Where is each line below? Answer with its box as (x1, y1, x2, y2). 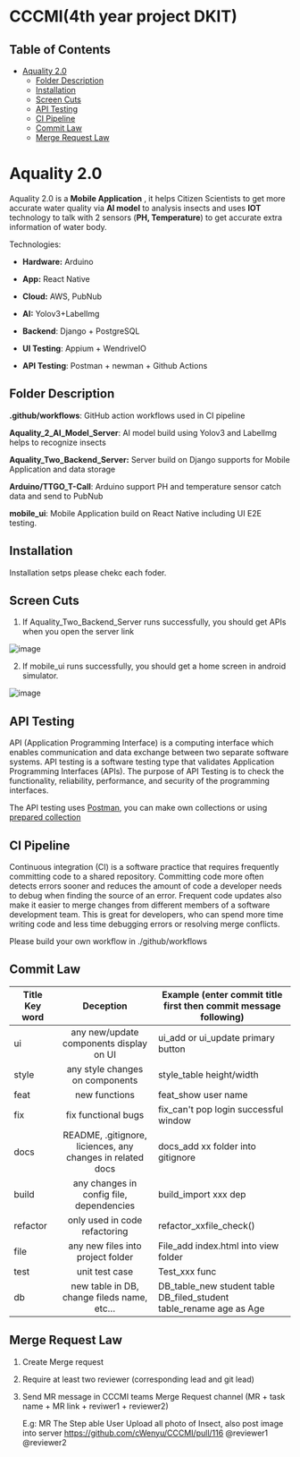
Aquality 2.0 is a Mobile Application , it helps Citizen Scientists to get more (9, 192, 286, 203)
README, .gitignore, (62, 1129, 147, 1141)
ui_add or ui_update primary (157, 1031, 275, 1044)
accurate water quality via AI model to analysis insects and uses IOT (9, 202, 262, 213)
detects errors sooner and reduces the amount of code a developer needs (9, 881, 283, 891)
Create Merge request (21, 1356, 104, 1367)
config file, (82, 1188, 128, 1200)
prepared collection (9, 812, 82, 822)
